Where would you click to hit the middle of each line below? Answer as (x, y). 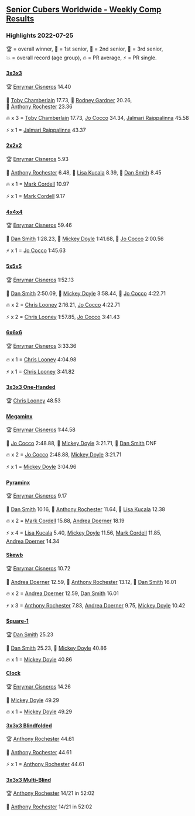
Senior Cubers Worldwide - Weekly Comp (84, 10)
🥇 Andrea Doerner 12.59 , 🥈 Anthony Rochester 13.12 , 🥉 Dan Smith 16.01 (91, 582)
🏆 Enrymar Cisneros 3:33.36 (41, 345)
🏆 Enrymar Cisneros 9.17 (37, 496)
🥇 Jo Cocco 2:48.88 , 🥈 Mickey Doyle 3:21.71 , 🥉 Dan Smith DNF (81, 444)
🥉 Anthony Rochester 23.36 (39, 106)
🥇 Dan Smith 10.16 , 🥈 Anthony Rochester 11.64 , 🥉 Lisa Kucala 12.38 (86, 509)
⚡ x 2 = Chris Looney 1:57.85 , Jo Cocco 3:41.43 (63, 317)
